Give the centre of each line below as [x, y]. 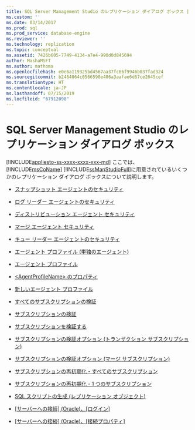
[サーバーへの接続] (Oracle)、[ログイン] [62, 408]
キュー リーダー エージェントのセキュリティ [67, 239]
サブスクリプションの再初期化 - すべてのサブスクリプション [86, 371]
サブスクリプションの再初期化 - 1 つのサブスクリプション [83, 384]
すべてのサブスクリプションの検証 [55, 301]
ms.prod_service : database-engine [48, 33]
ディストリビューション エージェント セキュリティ [75, 214]
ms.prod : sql [22, 28]
